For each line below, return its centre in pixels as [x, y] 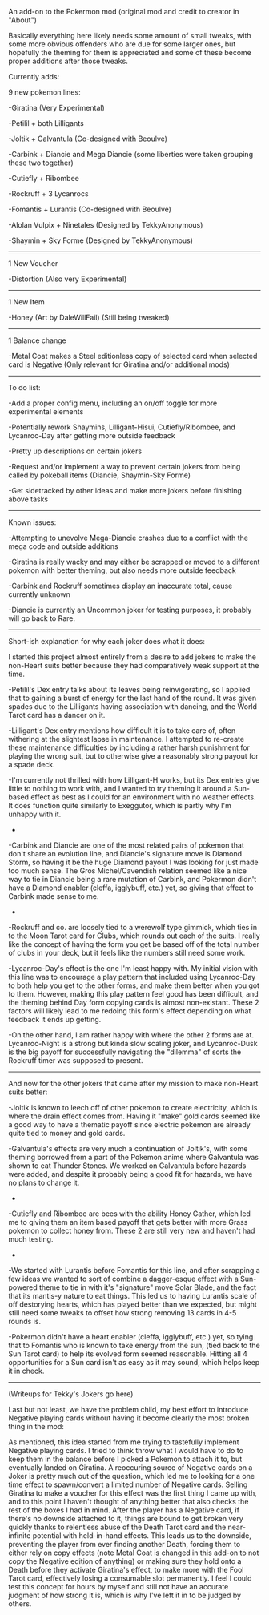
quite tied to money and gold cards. [67, 1133]
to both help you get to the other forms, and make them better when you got [134, 985]
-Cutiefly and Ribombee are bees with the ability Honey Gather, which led [129, 1214]
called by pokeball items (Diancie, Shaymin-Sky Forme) [99, 475]
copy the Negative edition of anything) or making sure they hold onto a [125, 1561]
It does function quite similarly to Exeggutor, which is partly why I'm [120, 805]
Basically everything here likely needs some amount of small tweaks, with [130, 36]
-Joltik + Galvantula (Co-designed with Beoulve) [88, 139]
